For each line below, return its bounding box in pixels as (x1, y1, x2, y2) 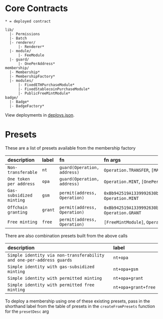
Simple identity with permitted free (7, 282, 95, 288)
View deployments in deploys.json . (5, 112, 75, 118)
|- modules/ (9, 78, 34, 83)
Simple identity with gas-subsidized (7, 264, 95, 269)
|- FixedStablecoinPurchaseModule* (17, 87, 90, 91)
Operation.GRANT (104, 210, 142, 215)
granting (7, 209, 28, 215)
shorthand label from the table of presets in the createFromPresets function (5, 303, 155, 309)
